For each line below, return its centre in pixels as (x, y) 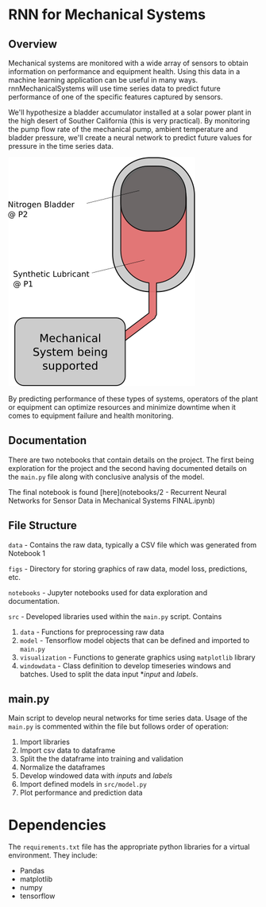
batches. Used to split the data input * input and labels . (109, 674)
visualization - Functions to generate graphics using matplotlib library (137, 657)
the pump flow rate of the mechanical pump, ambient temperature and (123, 129)
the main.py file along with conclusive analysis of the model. (106, 477)
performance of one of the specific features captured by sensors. (116, 97)
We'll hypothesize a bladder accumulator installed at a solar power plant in (130, 112)
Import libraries (44, 742)
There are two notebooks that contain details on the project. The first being (131, 460)
